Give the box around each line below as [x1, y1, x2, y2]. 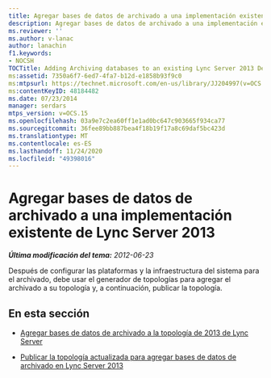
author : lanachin [8, 42, 67, 50]
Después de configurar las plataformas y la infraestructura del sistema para [8, 266, 260, 275]
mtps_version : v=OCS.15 [8, 110, 89, 118]
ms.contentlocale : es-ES [8, 139, 92, 148]
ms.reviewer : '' [8, 27, 63, 35]
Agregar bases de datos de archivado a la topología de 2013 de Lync [19, 328, 248, 338]
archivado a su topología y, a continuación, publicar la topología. [8, 283, 223, 293]
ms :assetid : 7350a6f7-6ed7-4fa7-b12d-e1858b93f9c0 [8, 72, 182, 80]
